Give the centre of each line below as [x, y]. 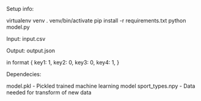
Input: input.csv [26, 39]
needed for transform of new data [49, 92]
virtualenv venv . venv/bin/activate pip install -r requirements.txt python [96, 20]
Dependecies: [24, 74]
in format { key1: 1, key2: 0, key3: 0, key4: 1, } [63, 62]
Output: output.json [31, 50]
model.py [18, 27]
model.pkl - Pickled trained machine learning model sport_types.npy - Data [101, 86]
